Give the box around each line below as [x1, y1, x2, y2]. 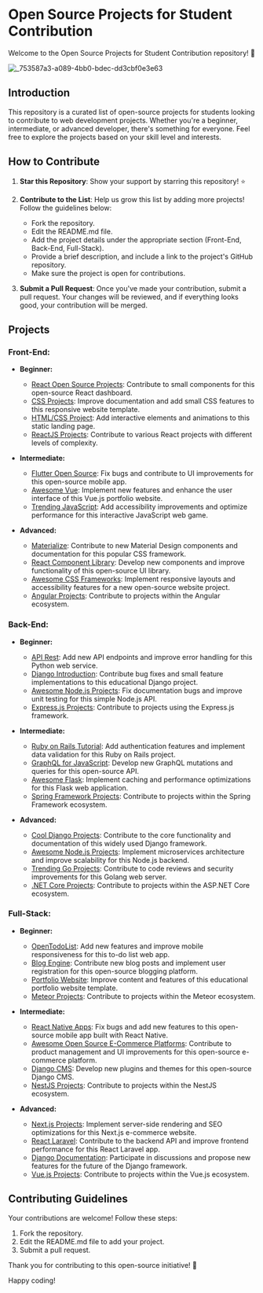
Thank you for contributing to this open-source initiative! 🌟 [8, 1260, 198, 1269]
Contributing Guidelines [8, 1192, 128, 1206]
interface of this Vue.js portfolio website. [31, 494, 163, 503]
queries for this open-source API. [31, 766, 140, 775]
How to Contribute [8, 155, 100, 168]
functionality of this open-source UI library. [31, 566, 171, 576]
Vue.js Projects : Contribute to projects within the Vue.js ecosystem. [31, 1170, 250, 1179]
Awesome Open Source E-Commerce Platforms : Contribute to [31, 1038, 232, 1048]
